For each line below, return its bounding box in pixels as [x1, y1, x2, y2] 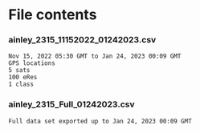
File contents [8, 6, 97, 24]
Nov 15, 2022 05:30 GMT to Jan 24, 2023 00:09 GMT [8, 52, 182, 61]
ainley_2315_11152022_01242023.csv [8, 34, 157, 46]
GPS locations [8, 59, 56, 67]
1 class [8, 80, 35, 89]
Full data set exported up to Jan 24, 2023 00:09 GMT [8, 117, 193, 125]
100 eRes [8, 74, 38, 82]
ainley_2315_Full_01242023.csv [8, 99, 135, 110]
